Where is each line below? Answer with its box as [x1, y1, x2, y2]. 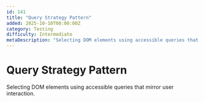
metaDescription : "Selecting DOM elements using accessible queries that [6, 37, 199, 43]
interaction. [6, 89, 36, 97]
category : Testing [6, 25, 53, 32]
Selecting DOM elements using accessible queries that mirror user [6, 83, 174, 90]
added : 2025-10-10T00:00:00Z [6, 20, 81, 26]
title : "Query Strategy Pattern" [6, 15, 92, 21]
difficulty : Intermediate [6, 32, 72, 38]
